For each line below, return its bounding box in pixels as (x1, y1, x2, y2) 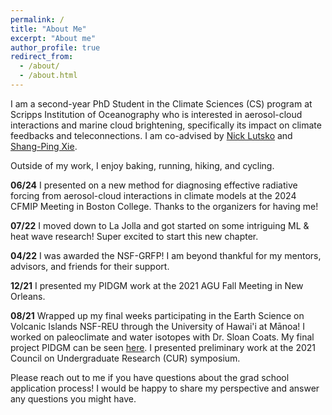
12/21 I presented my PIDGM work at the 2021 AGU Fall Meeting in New (10, 279, 304, 291)
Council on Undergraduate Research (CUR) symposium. (10, 352, 241, 364)
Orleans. (10, 290, 46, 302)
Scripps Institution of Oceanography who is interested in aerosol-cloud (10, 108, 303, 120)
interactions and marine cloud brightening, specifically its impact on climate (10, 119, 322, 131)
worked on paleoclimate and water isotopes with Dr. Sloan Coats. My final (10, 331, 315, 343)
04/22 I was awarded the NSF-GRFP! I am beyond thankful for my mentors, (10, 249, 322, 261)
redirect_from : (10, 52, 74, 62)
